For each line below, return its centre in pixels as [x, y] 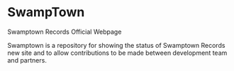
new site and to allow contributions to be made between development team [117, 53]
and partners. [27, 60]
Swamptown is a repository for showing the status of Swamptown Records [116, 45]
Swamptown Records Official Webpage [65, 32]
